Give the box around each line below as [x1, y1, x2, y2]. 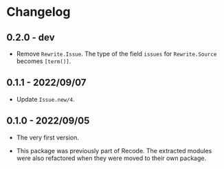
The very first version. [16, 133, 80, 142]
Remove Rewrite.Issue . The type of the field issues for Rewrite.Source [16, 49, 217, 58]
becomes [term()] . [16, 57, 71, 65]
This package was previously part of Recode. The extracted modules [16, 146, 212, 155]
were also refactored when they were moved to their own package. [16, 154, 207, 162]
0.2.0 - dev [6, 32, 56, 43]
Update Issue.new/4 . [16, 95, 75, 103]
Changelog [6, 4, 71, 20]
